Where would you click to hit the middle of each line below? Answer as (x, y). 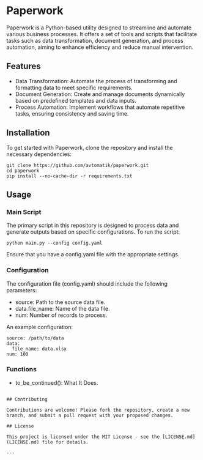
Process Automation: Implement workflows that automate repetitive (100, 107)
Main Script (24, 212)
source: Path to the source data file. (60, 302)
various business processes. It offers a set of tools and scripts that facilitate (102, 34)
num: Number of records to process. (61, 315)
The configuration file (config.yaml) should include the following (87, 284)
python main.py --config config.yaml (54, 243)
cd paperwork (23, 171)
